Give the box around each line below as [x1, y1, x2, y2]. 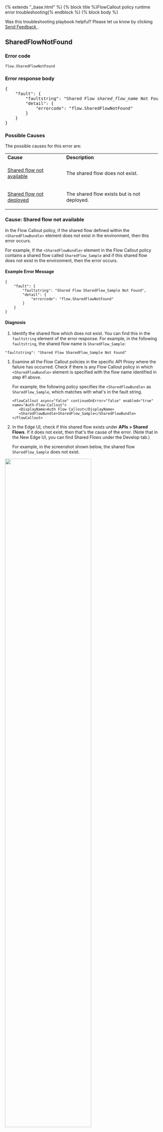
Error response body [5, 75, 55, 82]
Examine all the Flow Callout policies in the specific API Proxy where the [12, 358, 156, 365]
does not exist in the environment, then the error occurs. [5, 257, 118, 263]
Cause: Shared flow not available [5, 216, 84, 223]
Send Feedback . [5, 24, 39, 30]
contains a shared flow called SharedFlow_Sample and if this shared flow [5, 252, 147, 258]
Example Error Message [5, 269, 54, 274]
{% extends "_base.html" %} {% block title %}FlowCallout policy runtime [5, 4, 150, 10]
